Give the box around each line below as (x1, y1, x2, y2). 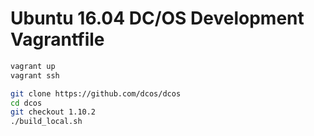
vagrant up (10, 61, 56, 71)
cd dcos (10, 98, 43, 108)
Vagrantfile (10, 28, 105, 51)
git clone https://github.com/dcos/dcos (10, 88, 182, 99)
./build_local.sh (10, 117, 83, 127)
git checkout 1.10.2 (10, 107, 97, 117)
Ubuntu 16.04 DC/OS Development (10, 7, 305, 30)
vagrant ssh (10, 70, 60, 81)
